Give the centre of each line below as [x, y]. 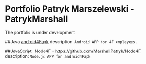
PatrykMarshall [36, 19]
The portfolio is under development [40, 32]
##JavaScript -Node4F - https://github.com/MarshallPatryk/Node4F [73, 51]
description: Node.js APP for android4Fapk [48, 56]
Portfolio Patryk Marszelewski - [70, 9]
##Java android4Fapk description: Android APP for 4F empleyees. [71, 41]
